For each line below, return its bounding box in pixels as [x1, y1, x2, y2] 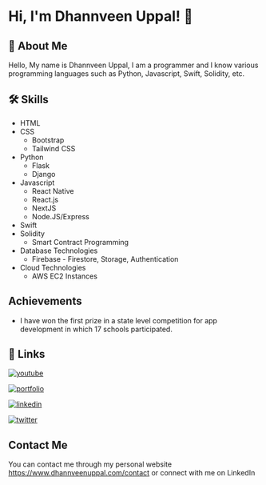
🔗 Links [8, 347, 46, 361]
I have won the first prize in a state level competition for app [19, 315, 218, 325]
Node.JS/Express [31, 211, 89, 221]
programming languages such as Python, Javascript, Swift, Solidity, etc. [8, 69, 245, 78]
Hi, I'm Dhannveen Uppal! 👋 [8, 7, 193, 26]
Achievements [8, 295, 82, 308]
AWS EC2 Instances [31, 271, 98, 281]
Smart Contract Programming [31, 237, 129, 247]
